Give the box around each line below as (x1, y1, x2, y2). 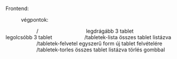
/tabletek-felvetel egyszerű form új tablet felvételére (36, 40, 163, 47)
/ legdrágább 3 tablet (36, 27, 134, 34)
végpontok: (21, 16, 49, 23)
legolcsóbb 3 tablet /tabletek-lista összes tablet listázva (5, 34, 172, 40)
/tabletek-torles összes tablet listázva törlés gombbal (36, 46, 165, 53)
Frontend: (5, 5, 29, 12)
